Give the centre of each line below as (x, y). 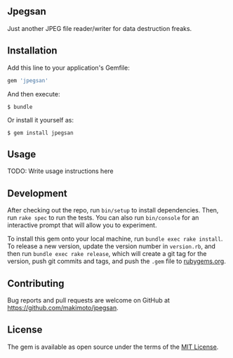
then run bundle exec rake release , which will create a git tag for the (107, 254)
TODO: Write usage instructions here (60, 171)
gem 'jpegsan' (28, 80)
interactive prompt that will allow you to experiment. (82, 225)
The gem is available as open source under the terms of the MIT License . (113, 347)
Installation (32, 51)
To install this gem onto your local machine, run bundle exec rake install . (115, 239)
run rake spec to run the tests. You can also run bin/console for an (103, 218)
